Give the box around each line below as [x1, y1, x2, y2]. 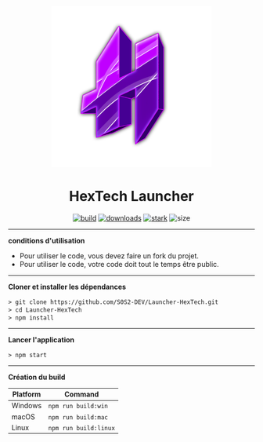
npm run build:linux [48, 424, 116, 432]
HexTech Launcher [69, 187, 194, 205]
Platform [12, 389, 41, 399]
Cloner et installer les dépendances [8, 282, 127, 291]
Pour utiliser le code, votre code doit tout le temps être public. [19, 259, 219, 268]
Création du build [8, 372, 66, 382]
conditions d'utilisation [8, 236, 85, 245]
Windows [11, 401, 42, 411]
